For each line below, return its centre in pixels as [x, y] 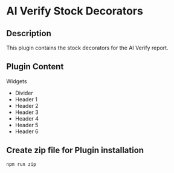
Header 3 [27, 112]
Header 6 [27, 131]
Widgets [17, 81]
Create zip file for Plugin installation [75, 150]
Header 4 [27, 118]
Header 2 [27, 105]
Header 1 [26, 99]
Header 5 [27, 125]
